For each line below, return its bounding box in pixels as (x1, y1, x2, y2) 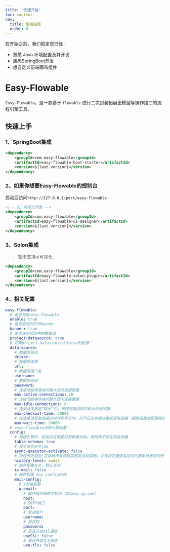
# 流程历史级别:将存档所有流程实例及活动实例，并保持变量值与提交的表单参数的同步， (14, 453, 168, 458)
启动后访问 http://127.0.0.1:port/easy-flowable (5, 194, 107, 201)
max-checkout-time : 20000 (14, 411, 69, 416)
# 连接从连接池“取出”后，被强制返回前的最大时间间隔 (14, 406, 110, 412)
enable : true (10, 317, 37, 322)
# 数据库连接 (14, 359, 38, 365)
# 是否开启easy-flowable (10, 312, 59, 317)
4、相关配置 (5, 296, 35, 303)
